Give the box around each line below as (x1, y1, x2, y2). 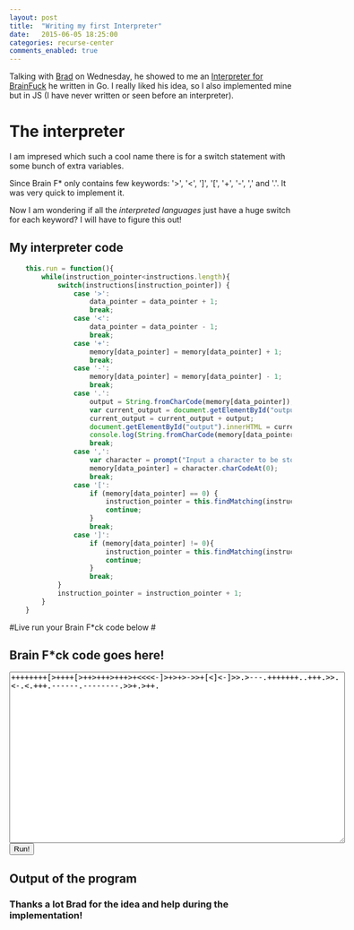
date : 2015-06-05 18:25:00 (9, 30, 118, 39)
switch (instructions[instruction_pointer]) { (56, 280, 230, 289)
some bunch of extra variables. (9, 160, 125, 171)
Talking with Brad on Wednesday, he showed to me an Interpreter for (9, 71, 263, 82)
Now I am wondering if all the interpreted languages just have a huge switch (9, 205, 291, 216)
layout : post (9, 13, 58, 22)
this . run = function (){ (25, 263, 115, 273)
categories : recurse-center (9, 38, 115, 47)
